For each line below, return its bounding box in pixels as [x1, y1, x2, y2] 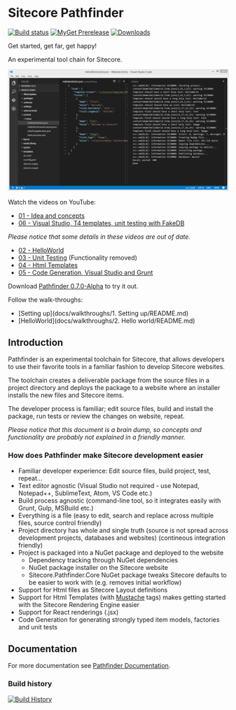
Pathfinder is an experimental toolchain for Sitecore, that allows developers [8, 355, 225, 363]
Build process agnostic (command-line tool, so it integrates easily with [18, 496, 221, 505]
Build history [8, 679, 53, 689]
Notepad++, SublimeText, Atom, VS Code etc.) [18, 489, 153, 497]
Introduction [8, 336, 64, 348]
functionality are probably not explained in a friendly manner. [8, 433, 186, 442]
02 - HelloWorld [18, 246, 64, 254]
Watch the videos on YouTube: [8, 197, 97, 206]
